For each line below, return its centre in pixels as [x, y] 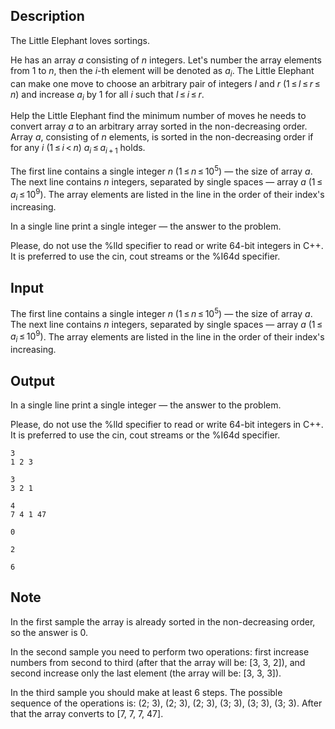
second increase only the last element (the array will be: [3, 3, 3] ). [146, 673]
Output [32, 380]
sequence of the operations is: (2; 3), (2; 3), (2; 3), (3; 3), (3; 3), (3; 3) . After [166, 703]
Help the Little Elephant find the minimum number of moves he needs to [158, 116]
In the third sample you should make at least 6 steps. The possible [146, 692]
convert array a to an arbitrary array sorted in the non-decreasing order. [159, 126]
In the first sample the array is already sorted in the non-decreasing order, [163, 621]
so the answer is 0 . [49, 632]
